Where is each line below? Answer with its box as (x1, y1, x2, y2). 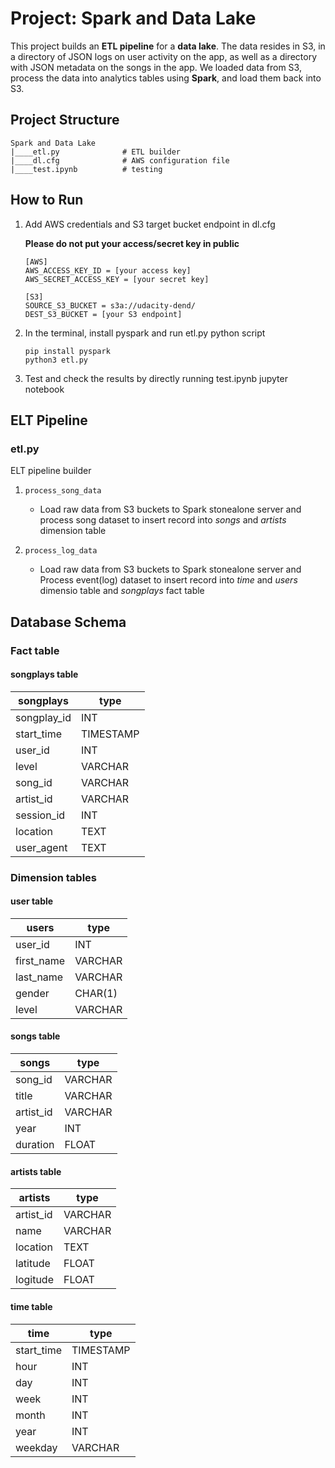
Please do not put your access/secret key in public (24, 237, 240, 249)
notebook (24, 383, 65, 395)
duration (15, 1138, 55, 1152)
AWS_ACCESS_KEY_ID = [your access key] (24, 265, 192, 276)
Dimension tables (10, 870, 98, 884)
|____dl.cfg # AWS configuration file (10, 155, 230, 166)
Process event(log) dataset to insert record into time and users (39, 574, 298, 586)
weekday (15, 1440, 58, 1454)
